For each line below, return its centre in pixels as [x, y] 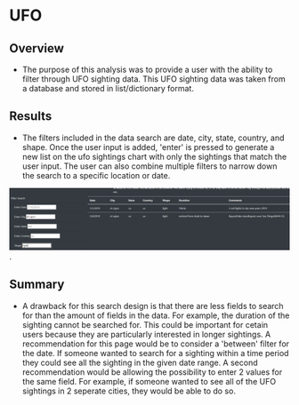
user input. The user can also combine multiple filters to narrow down [149, 166]
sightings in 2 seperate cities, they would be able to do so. [129, 391]
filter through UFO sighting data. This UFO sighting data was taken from [154, 79]
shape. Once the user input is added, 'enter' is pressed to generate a [148, 147]
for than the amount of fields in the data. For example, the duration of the [156, 315]
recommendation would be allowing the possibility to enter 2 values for [152, 372]
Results [31, 116]
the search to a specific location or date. [96, 175]
